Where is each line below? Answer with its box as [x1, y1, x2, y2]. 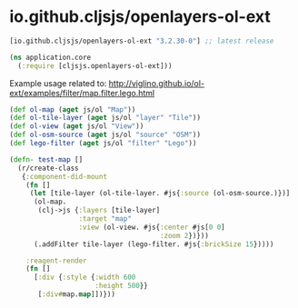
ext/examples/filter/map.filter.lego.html [9, 87, 155, 98]
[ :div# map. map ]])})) [37, 290, 116, 299]
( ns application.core [9, 53, 92, 62]
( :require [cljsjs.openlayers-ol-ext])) [17, 61, 173, 70]
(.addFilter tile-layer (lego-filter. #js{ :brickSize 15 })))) [33, 239, 274, 249]
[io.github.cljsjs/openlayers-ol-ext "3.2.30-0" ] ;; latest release [9, 36, 274, 45]
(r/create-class [17, 164, 79, 173]
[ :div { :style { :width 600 [33, 273, 136, 283]
